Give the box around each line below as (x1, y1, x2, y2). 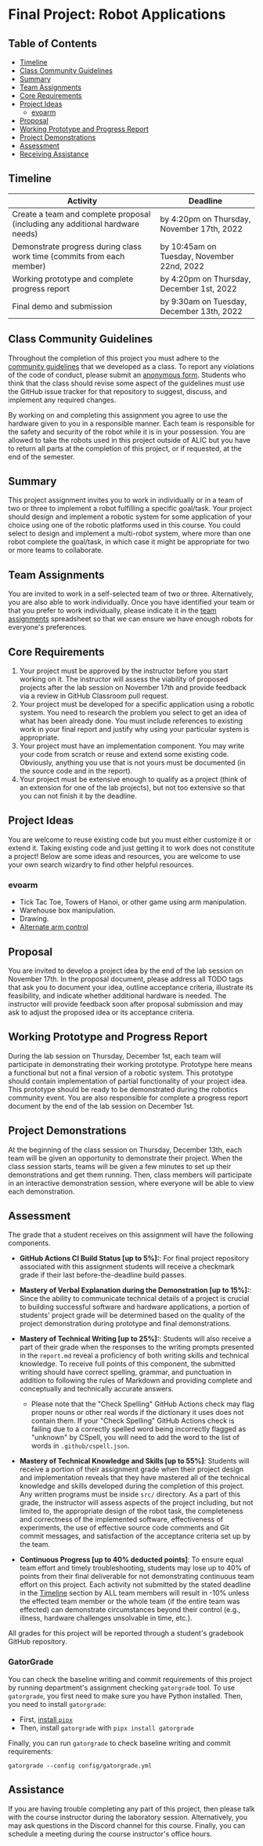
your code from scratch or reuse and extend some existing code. (19, 750, 229, 759)
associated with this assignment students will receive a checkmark (19, 1262, 235, 1271)
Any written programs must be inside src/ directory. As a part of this (19, 1490, 241, 1499)
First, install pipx (19, 1714, 73, 1724)
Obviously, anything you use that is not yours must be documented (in (19, 758, 246, 767)
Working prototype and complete (12, 273, 134, 284)
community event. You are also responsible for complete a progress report (8, 1093, 248, 1102)
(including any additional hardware (12, 218, 139, 229)
